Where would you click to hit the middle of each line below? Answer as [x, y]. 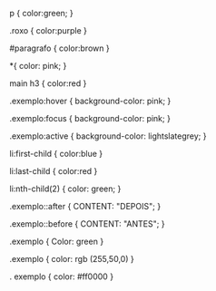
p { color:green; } [42, 13]
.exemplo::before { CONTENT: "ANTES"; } [87, 224]
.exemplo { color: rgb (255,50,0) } [72, 259]
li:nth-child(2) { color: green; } [65, 189]
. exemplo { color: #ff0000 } [62, 276]
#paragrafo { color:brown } [60, 48]
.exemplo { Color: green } [57, 241]
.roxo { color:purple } [49, 30]
